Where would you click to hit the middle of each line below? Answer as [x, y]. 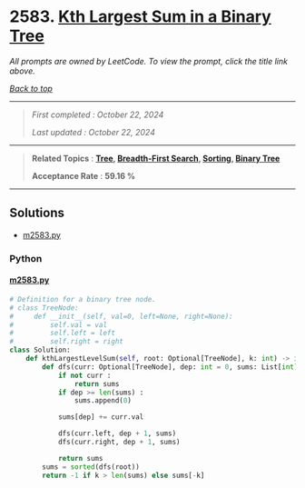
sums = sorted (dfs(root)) [91, 467]
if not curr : [84, 375]
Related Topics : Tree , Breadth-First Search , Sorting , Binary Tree [156, 158]
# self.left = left [63, 334]
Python [26, 258]
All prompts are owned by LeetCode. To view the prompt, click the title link [149, 61]
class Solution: [40, 350]
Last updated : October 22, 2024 [93, 132]
